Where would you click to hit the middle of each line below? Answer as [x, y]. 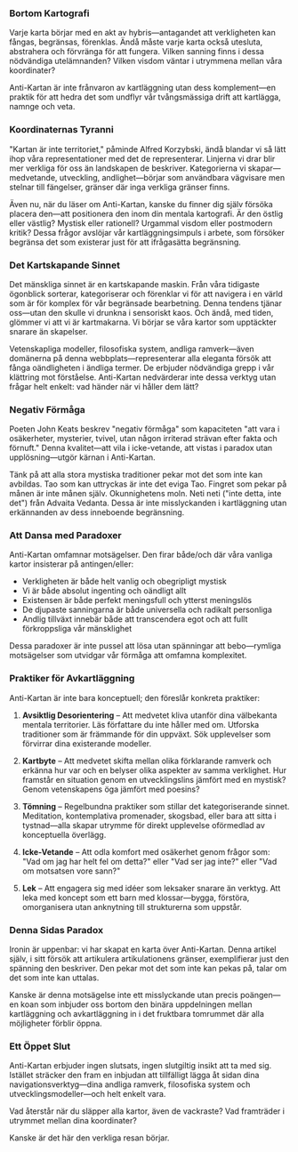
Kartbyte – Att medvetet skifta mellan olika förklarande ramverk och [146, 761]
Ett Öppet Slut [40, 1046]
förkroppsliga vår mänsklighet [77, 629]
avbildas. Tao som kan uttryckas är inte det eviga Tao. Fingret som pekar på [148, 484]
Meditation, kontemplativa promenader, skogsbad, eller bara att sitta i [149, 816]
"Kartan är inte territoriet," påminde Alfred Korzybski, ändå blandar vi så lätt [148, 149]
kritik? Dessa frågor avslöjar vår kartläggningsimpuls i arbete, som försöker [147, 232]
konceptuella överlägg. [64, 834]
